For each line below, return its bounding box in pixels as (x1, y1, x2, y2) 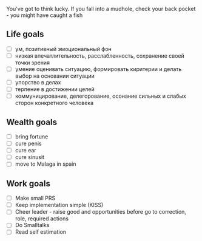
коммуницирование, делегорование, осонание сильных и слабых (15, 92, 186, 100)
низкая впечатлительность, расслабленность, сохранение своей (15, 52, 185, 59)
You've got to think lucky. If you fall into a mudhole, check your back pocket (6, 5, 196, 12)
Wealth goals (6, 117, 58, 127)
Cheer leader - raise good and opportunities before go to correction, (15, 208, 187, 216)
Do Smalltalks (15, 222, 50, 229)
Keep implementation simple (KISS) (15, 202, 104, 209)
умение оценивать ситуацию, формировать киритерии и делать (15, 65, 182, 72)
